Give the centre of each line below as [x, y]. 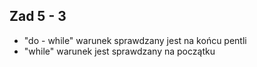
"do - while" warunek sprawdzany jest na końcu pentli [135, 40]
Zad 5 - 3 [38, 16]
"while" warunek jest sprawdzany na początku [119, 51]
